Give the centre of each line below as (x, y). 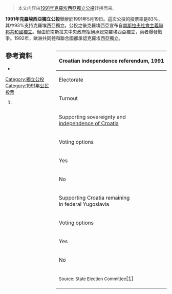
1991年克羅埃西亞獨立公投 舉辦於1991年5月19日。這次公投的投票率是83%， (84, 19)
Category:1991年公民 (27, 85)
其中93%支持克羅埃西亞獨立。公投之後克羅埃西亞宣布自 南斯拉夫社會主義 (82, 25)
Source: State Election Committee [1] (96, 278)
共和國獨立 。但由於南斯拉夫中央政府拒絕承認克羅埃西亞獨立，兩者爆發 (83, 32)
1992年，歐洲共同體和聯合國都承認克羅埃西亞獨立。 (69, 38)
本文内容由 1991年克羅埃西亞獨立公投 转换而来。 (67, 8)
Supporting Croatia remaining (94, 198)
